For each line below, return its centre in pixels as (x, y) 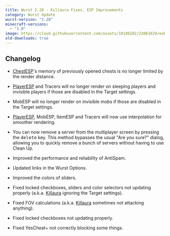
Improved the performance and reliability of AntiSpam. (69, 158)
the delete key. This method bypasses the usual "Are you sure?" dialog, (88, 137)
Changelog (23, 59)
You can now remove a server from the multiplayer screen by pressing (86, 132)
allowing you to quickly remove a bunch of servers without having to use (88, 143)
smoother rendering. (34, 122)
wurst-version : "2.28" (29, 19)
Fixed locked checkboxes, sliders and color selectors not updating (82, 187)
